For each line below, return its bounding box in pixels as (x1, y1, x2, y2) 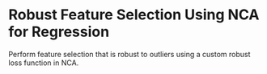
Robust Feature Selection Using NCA (8, 6, 260, 24)
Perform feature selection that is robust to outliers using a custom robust (8, 49, 251, 59)
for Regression (8, 23, 110, 41)
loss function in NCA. (8, 58, 79, 68)
